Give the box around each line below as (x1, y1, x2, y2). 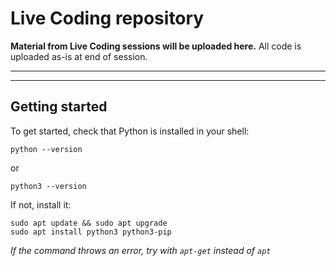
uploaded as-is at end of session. (10, 50, 148, 62)
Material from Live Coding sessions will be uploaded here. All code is (10, 40, 302, 52)
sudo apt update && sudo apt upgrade (10, 218, 168, 228)
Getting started (10, 98, 108, 116)
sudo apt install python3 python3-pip (10, 227, 172, 237)
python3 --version (10, 181, 87, 191)
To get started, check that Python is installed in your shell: (10, 125, 250, 137)
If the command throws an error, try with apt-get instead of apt (10, 244, 272, 256)
